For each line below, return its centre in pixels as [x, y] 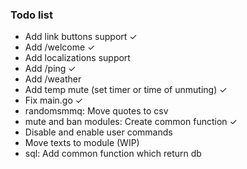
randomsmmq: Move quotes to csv [96, 111]
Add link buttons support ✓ [81, 37]
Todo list [31, 15]
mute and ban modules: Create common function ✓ [131, 122]
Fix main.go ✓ [54, 100]
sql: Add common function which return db [113, 154]
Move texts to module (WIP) [82, 143]
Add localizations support [77, 58]
